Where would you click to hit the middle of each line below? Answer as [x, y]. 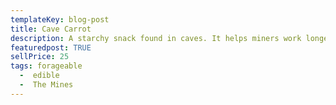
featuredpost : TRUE [51, 47]
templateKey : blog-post [60, 19]
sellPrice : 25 [40, 57]
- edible [39, 76]
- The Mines [46, 85]
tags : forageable [46, 66]
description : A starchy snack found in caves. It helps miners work [156, 38]
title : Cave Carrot [51, 29]
